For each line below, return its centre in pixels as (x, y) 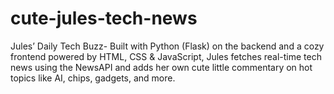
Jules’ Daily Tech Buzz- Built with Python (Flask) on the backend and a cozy (167, 46)
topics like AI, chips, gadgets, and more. (93, 78)
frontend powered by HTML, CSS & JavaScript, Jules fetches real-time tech (166, 56)
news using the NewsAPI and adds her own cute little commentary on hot (161, 67)
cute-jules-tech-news (104, 18)
